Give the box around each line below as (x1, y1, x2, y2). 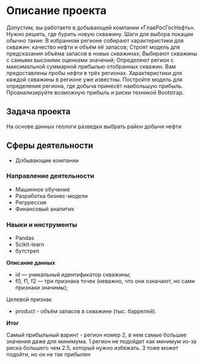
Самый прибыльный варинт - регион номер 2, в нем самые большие (6, 331, 187, 339)
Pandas (15, 235, 35, 242)
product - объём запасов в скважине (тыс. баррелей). (15, 308, 157, 315)
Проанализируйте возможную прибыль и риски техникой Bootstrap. (6, 89, 184, 96)
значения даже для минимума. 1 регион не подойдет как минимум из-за (6, 338, 197, 345)
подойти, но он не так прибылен (6, 351, 91, 358)
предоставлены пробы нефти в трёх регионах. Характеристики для (6, 69, 182, 76)
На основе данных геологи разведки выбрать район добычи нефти (6, 123, 182, 130)
